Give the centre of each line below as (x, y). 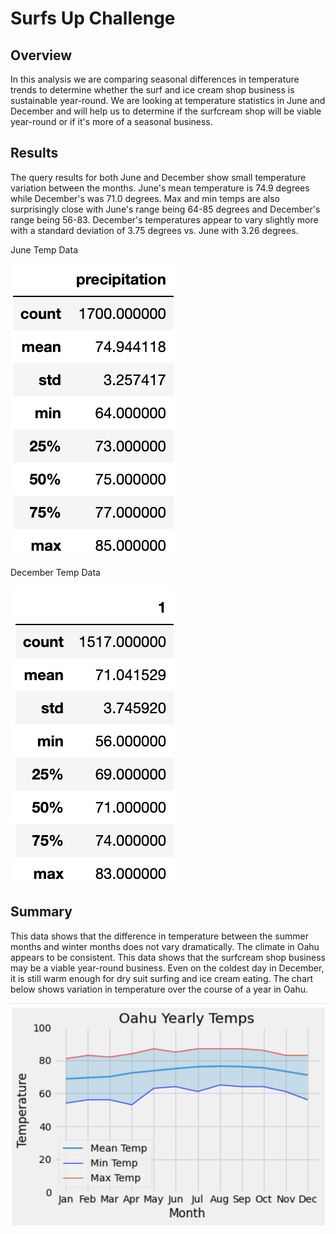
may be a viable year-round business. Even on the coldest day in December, (167, 968)
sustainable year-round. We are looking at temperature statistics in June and (168, 100)
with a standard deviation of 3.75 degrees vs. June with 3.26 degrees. (154, 230)
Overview (41, 55)
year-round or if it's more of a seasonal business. (111, 121)
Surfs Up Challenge (93, 18)
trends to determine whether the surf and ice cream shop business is (152, 90)
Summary (41, 912)
